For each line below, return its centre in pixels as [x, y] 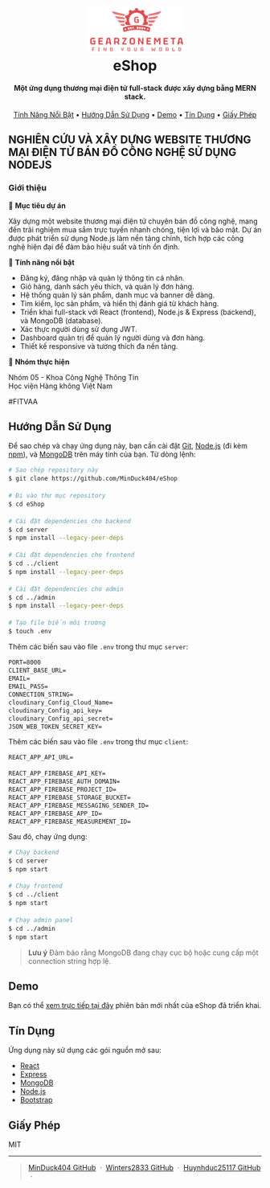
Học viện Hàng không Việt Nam [60, 386]
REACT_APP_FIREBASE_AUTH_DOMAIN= [64, 781]
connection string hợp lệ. [69, 961]
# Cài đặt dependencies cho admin [66, 589]
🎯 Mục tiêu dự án [37, 205]
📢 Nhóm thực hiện [39, 362]
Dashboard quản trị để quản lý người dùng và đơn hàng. [112, 338]
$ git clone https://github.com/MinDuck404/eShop [93, 479]
